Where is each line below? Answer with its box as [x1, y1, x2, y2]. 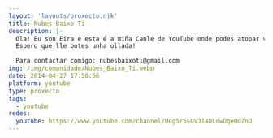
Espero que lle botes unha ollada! [15, 42, 136, 50]
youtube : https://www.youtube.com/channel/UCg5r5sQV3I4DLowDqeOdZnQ [15, 117, 253, 126]
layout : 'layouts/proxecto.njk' [8, 11, 118, 20]
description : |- [8, 27, 63, 35]
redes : [8, 110, 31, 118]
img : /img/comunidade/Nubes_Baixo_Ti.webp [8, 64, 154, 73]
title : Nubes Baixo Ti [8, 19, 85, 28]
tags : [8, 94, 27, 102]
